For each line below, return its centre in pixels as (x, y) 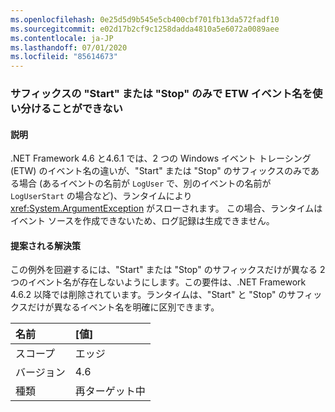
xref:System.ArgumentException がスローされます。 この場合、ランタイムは (166, 208)
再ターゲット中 (110, 391)
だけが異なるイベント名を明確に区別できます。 (123, 307)
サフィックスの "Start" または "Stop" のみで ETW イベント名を (161, 94)
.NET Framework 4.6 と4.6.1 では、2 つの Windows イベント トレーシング (161, 158)
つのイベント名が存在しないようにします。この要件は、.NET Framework (158, 282)
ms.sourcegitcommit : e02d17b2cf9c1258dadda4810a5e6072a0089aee (145, 29)
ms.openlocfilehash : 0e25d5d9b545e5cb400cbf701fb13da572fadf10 (145, 19)
